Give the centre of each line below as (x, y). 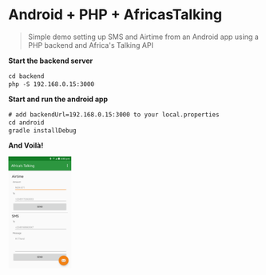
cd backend (26, 76)
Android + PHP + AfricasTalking (115, 15)
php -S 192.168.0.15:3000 (51, 84)
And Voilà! (26, 145)
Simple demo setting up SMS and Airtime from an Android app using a (143, 37)
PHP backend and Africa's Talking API (91, 45)
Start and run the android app (58, 99)
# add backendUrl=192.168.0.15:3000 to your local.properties (114, 114)
